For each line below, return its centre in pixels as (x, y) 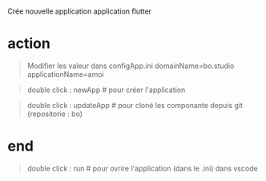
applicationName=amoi (66, 74)
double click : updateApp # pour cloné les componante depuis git (135, 106)
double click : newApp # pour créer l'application (106, 90)
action (29, 44)
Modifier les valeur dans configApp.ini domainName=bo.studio (131, 66)
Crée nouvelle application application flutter (80, 11)
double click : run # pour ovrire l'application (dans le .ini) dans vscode (142, 169)
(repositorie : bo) (55, 114)
